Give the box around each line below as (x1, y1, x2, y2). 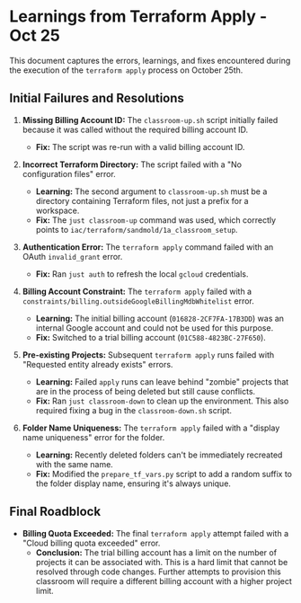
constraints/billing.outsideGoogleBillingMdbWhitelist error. (22, 295, 254, 306)
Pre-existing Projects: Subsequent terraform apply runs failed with (22, 349, 275, 360)
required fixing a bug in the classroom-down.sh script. (35, 404, 232, 415)
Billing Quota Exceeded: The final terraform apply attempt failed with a (22, 528, 289, 538)
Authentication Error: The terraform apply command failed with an (22, 241, 274, 253)
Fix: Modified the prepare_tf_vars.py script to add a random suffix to (35, 468, 293, 479)
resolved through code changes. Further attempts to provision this (35, 566, 281, 577)
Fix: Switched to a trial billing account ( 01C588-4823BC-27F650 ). (35, 332, 267, 342)
